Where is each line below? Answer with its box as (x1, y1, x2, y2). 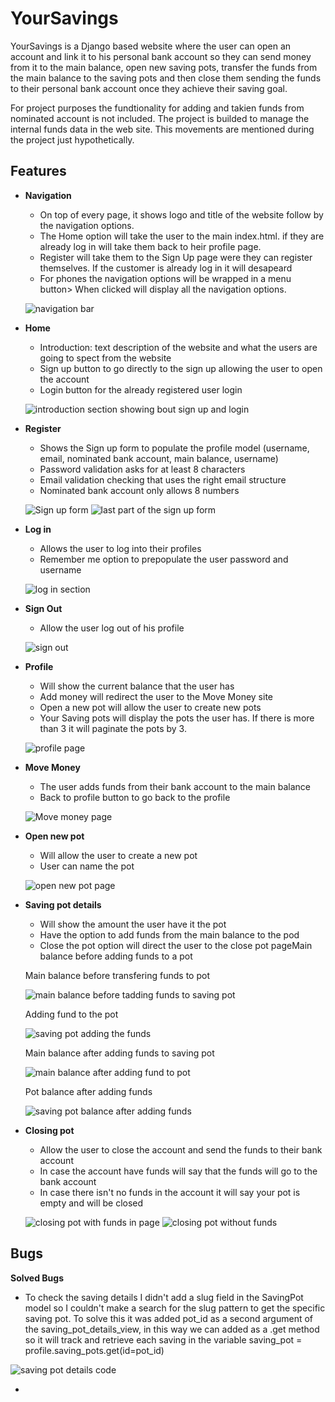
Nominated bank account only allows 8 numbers (39, 484, 240, 496)
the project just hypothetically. (10, 133, 135, 146)
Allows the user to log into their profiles (39, 542, 202, 554)
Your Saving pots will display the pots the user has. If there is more (39, 712, 315, 724)
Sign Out (24, 602, 63, 614)
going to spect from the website (39, 352, 172, 364)
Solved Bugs (10, 1272, 64, 1284)
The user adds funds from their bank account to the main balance (39, 780, 311, 792)
